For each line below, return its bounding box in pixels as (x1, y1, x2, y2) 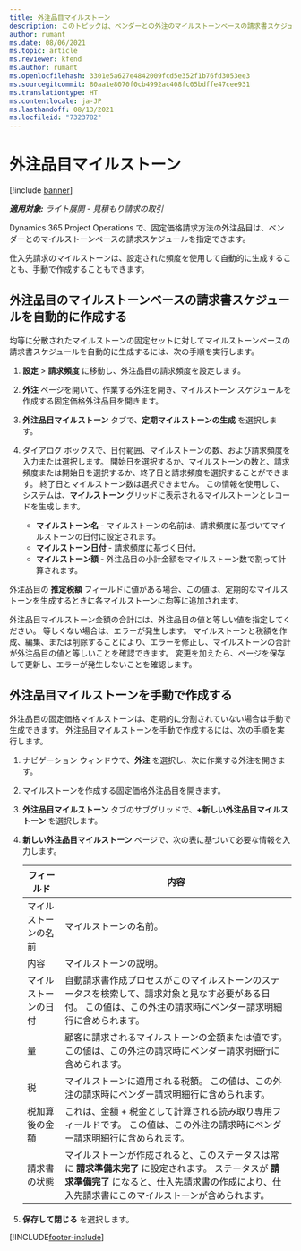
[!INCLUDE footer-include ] (9, 1231, 105, 1242)
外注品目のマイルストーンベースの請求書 (9, 292, 232, 308)
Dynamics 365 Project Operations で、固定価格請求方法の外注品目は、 (9, 222, 270, 233)
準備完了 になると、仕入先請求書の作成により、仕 (73, 1176, 282, 1188)
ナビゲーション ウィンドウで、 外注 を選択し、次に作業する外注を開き (21, 754, 278, 765)
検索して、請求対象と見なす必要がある (99, 987, 262, 1000)
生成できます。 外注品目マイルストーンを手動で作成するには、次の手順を (9, 724, 278, 735)
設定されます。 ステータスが (150, 1162, 269, 1175)
